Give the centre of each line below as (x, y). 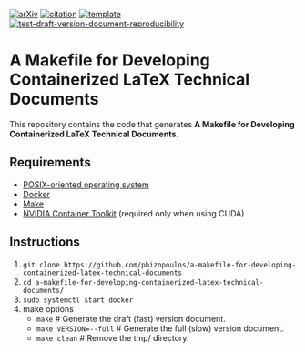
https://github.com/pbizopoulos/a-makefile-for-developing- (180, 265)
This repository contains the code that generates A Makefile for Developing (152, 124)
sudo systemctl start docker (78, 300)
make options (48, 308)
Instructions (45, 242)
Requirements (50, 162)
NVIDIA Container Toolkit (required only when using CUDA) (133, 213)
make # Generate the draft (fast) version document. (131, 318)
